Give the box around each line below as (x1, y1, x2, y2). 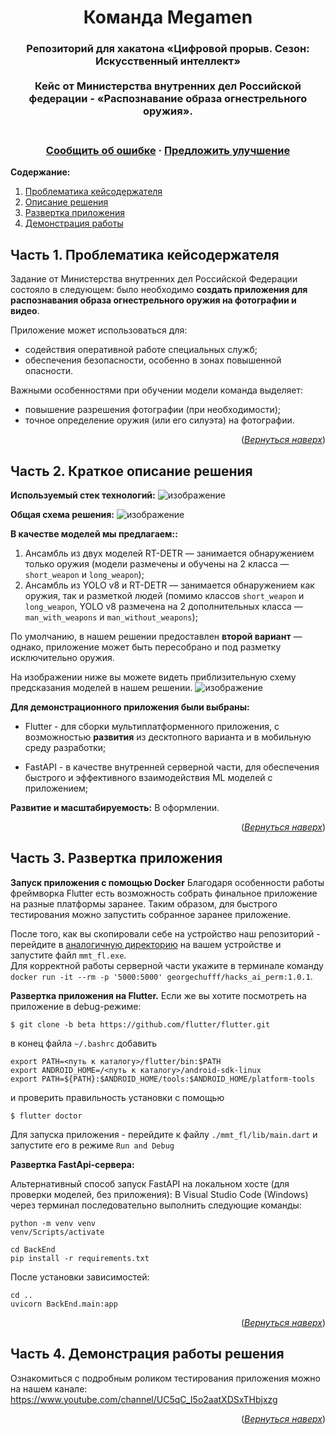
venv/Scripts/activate (10, 1227, 105, 1237)
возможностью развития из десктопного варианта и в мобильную (24, 731, 312, 743)
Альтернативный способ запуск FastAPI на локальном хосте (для (10, 1177, 290, 1190)
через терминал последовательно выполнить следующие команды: (10, 1199, 302, 1211)
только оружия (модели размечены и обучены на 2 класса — (24, 558, 290, 570)
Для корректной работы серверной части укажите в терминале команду (10, 959, 324, 971)
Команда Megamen (83, 6, 253, 29)
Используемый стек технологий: (10, 489, 156, 501)
